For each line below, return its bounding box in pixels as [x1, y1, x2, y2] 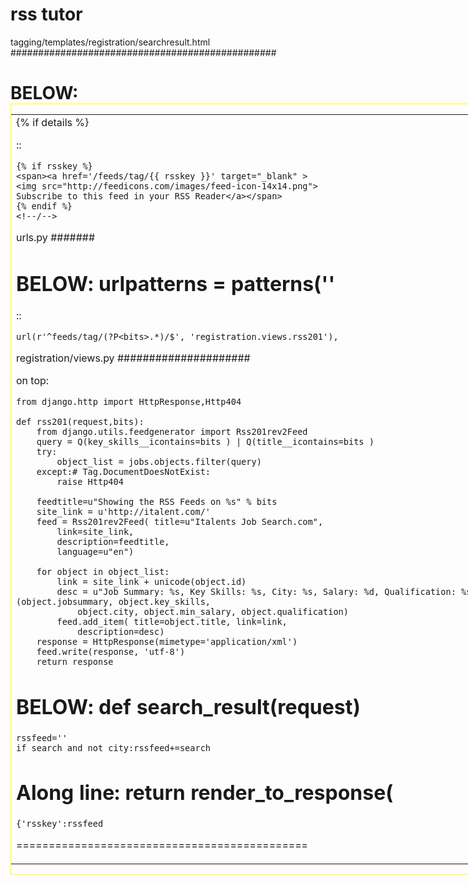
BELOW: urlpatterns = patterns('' [16, 271, 336, 297]
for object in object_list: [36, 566, 170, 578]
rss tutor [10, 3, 83, 26]
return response [36, 656, 114, 668]
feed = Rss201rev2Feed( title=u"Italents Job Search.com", [36, 516, 324, 528]
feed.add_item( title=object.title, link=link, [56, 616, 288, 628]
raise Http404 [56, 476, 124, 488]
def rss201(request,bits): [16, 416, 145, 428]
